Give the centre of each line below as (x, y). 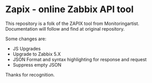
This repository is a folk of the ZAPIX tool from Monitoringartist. (72, 23)
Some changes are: (26, 39)
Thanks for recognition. (30, 74)
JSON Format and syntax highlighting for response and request (80, 59)
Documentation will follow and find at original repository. (65, 29)
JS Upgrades (27, 48)
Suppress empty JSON (37, 65)
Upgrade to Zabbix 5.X (37, 54)
